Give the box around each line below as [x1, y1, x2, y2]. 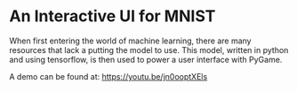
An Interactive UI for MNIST [9, 6, 216, 27]
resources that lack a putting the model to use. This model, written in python [9, 44, 289, 55]
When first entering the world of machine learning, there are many [9, 35, 252, 46]
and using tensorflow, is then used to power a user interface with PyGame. [9, 54, 283, 64]
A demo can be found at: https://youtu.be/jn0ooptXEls [9, 71, 208, 81]
